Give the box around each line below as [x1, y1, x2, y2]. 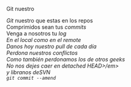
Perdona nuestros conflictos [6, 49, 78, 57]
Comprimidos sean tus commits [6, 24, 87, 30]
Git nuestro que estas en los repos [6, 17, 93, 24]
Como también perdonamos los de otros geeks [6, 56, 125, 63]
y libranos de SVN [6, 69, 51, 75]
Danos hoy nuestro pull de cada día [6, 43, 97, 50]
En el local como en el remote [6, 37, 81, 43]
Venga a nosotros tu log [6, 30, 67, 37]
